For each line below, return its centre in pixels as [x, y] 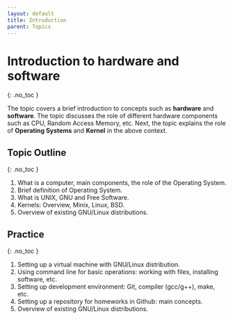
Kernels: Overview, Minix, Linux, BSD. [71, 205]
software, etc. [37, 279]
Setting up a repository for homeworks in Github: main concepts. [110, 301]
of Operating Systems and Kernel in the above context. [87, 131]
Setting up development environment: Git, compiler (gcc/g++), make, [116, 287]
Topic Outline [37, 153]
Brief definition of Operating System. [70, 190]
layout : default [31, 14]
